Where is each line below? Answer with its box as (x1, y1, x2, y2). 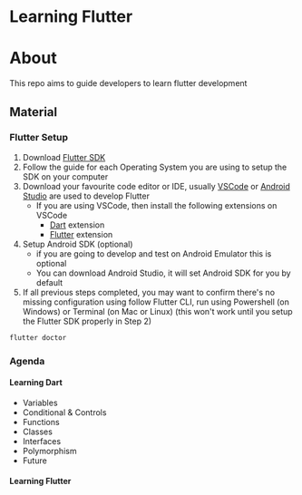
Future (22, 455, 47, 466)
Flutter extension (49, 228, 113, 239)
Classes (22, 426, 53, 437)
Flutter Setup (9, 131, 69, 144)
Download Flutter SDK (22, 151, 106, 162)
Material (9, 104, 57, 120)
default (35, 277, 63, 287)
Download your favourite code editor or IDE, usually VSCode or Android (22, 180, 290, 191)
